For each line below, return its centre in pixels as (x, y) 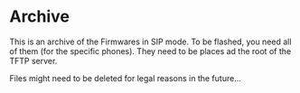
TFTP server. (33, 60)
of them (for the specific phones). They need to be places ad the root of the (150, 51)
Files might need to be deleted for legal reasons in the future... (125, 78)
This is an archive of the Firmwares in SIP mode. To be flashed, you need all (150, 42)
